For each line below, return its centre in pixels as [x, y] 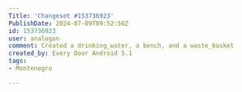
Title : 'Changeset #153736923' [61, 16]
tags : [17, 61]
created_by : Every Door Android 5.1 [70, 53]
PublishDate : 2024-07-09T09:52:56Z [69, 23]
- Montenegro [30, 69]
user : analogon [34, 38]
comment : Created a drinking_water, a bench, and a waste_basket [121, 46]
